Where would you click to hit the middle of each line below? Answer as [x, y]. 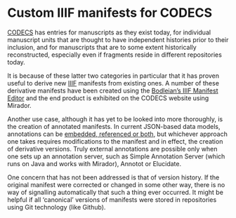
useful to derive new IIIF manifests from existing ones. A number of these [113, 83]
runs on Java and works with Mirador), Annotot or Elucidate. [94, 163]
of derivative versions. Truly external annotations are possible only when [112, 149]
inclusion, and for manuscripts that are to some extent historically [102, 47]
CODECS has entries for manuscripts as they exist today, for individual [109, 32]
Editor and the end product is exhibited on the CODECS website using [108, 98]
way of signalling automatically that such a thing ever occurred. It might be [115, 192]
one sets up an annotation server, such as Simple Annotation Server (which [116, 156]
